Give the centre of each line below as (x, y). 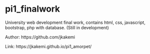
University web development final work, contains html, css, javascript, (75, 22)
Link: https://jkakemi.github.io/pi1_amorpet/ (48, 46)
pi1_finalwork (33, 9)
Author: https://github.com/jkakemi (40, 37)
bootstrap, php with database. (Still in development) (57, 27)
